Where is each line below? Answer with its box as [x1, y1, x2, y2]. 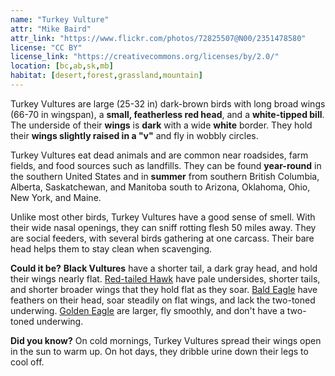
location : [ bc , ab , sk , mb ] [10, 61, 114, 71]
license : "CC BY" [10, 42, 83, 53]
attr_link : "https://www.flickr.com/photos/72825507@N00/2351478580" [10, 33, 307, 43]
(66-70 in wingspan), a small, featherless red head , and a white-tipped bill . [10, 108, 325, 120]
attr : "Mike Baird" [10, 24, 92, 34]
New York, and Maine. [10, 191, 102, 203]
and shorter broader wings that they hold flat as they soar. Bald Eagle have [10, 283, 318, 295]
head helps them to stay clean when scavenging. [10, 242, 213, 255]
